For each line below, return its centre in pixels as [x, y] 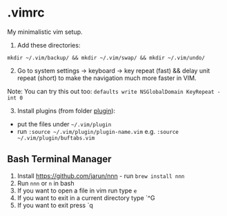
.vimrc [26, 13]
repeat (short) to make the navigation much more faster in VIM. [107, 78]
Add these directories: [49, 45]
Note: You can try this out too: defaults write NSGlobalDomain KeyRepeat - [114, 91]
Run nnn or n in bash [46, 183]
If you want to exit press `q [55, 205]
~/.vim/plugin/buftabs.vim [56, 138]
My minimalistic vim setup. [45, 32]
